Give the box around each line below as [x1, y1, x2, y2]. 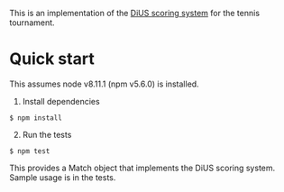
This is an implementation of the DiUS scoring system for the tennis [9, 8, 260, 18]
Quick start [9, 49, 95, 69]
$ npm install [9, 113, 63, 123]
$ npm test [9, 146, 50, 156]
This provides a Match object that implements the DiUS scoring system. [9, 162, 276, 173]
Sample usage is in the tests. [9, 171, 116, 183]
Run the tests [22, 129, 72, 140]
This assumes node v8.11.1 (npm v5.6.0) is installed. [9, 78, 200, 89]
